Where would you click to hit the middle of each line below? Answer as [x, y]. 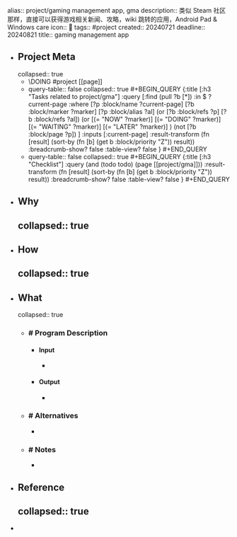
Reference [41, 487]
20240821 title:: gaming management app [68, 35]
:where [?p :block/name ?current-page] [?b [131, 104]
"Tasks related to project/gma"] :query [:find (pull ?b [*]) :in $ [117, 96]
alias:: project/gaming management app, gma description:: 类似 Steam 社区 [117, 10]
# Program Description [68, 333]
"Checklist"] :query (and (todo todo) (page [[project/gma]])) [115, 164]
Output [49, 381]
